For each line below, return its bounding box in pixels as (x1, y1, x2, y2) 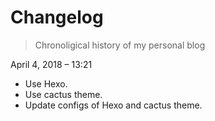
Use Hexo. (24, 77, 68, 90)
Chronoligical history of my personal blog (34, 39, 206, 51)
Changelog (10, 6, 104, 29)
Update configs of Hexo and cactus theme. (24, 99, 203, 111)
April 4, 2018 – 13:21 (10, 58, 93, 70)
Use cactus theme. (24, 88, 103, 100)
